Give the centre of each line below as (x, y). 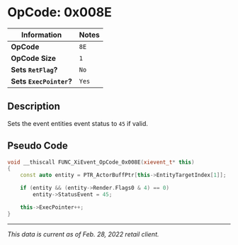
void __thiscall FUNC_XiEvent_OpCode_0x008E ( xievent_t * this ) (101, 162)
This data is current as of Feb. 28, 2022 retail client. (83, 234)
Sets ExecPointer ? (41, 81)
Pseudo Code (38, 146)
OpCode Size (34, 58)
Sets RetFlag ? (34, 69)
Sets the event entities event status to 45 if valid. (78, 123)
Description (34, 107)
